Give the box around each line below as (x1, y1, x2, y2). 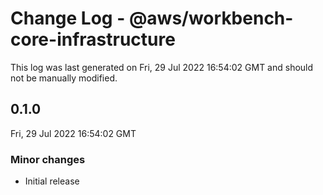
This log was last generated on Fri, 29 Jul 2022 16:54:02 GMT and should (10, 61, 314, 73)
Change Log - (10, 7, 126, 30)
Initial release (24, 175, 80, 187)
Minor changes (10, 152, 86, 166)
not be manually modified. (10, 72, 118, 84)
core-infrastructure (10, 28, 176, 51)
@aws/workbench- (128, 7, 294, 30)
